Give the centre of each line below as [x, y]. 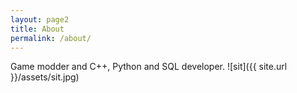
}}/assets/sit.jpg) [45, 77]
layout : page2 [40, 19]
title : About [37, 29]
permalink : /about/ [51, 38]
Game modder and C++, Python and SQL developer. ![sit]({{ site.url [149, 67]
